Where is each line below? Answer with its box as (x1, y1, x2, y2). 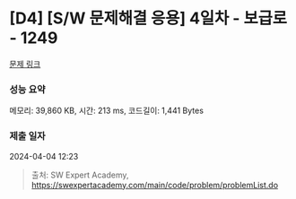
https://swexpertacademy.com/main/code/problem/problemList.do (30, 179, 279, 190)
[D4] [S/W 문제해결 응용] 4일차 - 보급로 (9, 8, 288, 29)
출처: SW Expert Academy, (30, 169, 129, 180)
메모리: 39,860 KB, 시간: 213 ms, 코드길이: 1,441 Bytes (9, 105, 205, 117)
